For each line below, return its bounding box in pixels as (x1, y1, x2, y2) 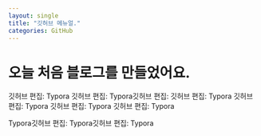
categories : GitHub (8, 26, 73, 34)
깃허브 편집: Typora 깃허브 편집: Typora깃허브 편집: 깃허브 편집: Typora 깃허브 (8, 91, 254, 101)
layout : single (8, 11, 59, 20)
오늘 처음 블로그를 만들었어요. (8, 63, 191, 82)
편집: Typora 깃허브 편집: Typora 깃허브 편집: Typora (8, 102, 175, 111)
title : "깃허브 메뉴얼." (8, 19, 81, 27)
